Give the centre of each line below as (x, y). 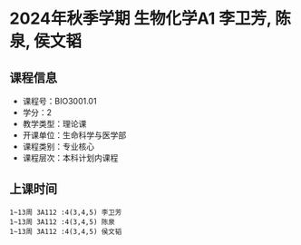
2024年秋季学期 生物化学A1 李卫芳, (141, 19)
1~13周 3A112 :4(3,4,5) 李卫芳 (66, 212)
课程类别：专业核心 (58, 147)
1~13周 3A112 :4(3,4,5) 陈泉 (63, 222)
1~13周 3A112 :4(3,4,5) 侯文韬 (66, 231)
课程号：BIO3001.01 (59, 101)
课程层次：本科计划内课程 (70, 158)
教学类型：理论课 (54, 124)
